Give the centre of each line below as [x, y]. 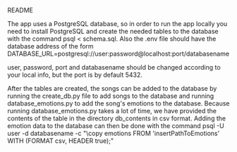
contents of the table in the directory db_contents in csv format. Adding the [117, 118]
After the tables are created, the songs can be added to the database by [112, 88]
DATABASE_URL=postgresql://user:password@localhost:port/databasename [119, 53]
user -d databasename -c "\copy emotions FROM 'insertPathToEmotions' [114, 133]
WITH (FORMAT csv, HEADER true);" [61, 141]
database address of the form [50, 46]
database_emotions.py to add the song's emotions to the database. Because [119, 103]
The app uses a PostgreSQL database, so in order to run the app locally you [117, 24]
